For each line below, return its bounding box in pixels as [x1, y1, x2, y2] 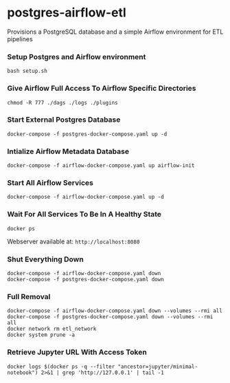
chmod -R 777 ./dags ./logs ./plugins [7, 99, 118, 106]
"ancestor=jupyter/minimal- [117, 363, 198, 370]
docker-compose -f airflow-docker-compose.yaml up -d [7, 194, 165, 201]
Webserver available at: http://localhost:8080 [7, 237, 140, 245]
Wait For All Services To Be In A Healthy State [7, 210, 162, 219]
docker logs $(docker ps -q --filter [7, 363, 115, 370]
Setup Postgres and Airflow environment [7, 52, 146, 61]
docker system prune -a [7, 331, 76, 338]
